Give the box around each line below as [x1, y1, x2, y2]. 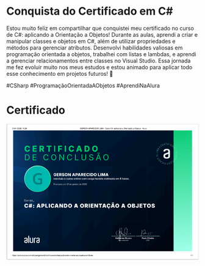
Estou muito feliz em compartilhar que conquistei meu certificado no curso [6, 24, 194, 32]
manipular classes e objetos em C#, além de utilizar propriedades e [6, 37, 176, 45]
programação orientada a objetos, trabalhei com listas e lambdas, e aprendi [6, 50, 196, 57]
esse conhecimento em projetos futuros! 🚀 [6, 70, 113, 77]
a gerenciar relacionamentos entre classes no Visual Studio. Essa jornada [6, 57, 191, 64]
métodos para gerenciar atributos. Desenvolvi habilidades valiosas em [6, 44, 183, 51]
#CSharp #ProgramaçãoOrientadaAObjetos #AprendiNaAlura [6, 81, 160, 89]
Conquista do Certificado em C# [6, 4, 173, 18]
